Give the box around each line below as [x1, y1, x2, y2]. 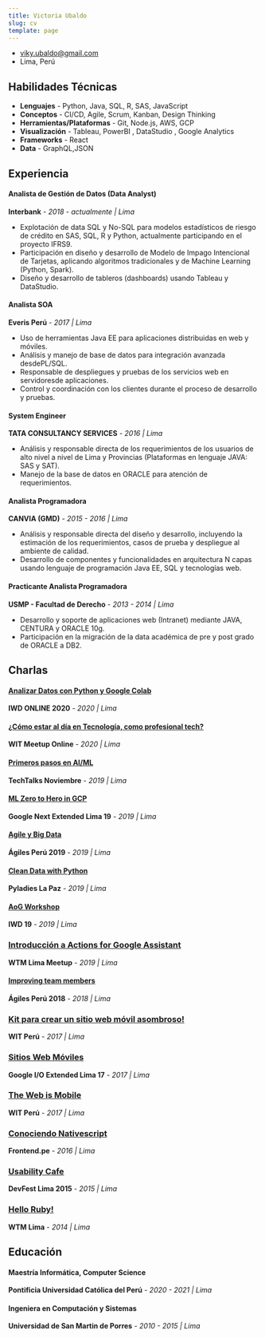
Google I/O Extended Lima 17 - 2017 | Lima [8, 1070, 150, 1079]
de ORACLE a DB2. [19, 640, 82, 650]
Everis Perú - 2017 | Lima [8, 317, 92, 327]
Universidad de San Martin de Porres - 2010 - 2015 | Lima [8, 1321, 201, 1331]
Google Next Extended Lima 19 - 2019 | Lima [8, 811, 157, 821]
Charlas [8, 663, 49, 677]
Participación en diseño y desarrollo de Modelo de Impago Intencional [19, 247, 250, 257]
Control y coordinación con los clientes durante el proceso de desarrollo [19, 384, 257, 394]
